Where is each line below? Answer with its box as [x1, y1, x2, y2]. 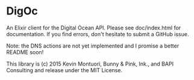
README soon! [6, 48, 44, 55]
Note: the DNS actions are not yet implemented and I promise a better [6, 42, 180, 49]
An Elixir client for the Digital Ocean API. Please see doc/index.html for [6, 24, 181, 31]
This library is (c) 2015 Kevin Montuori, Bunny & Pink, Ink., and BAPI [6, 60, 174, 67]
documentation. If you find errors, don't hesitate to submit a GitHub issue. [6, 30, 189, 37]
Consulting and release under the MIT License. [6, 66, 122, 73]
